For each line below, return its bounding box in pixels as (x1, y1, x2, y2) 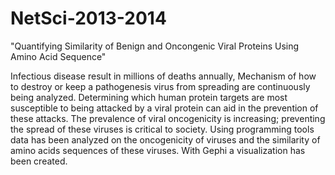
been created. (10, 155, 68, 167)
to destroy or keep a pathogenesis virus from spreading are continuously (10, 80, 311, 92)
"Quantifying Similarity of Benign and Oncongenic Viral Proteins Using (10, 40, 300, 52)
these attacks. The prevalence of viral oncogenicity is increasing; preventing (10, 112, 326, 124)
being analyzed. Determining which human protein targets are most (10, 91, 288, 103)
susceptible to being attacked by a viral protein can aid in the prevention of (10, 102, 319, 114)
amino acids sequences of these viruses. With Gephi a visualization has (10, 144, 306, 156)
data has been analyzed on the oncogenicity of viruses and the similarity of (10, 133, 321, 146)
